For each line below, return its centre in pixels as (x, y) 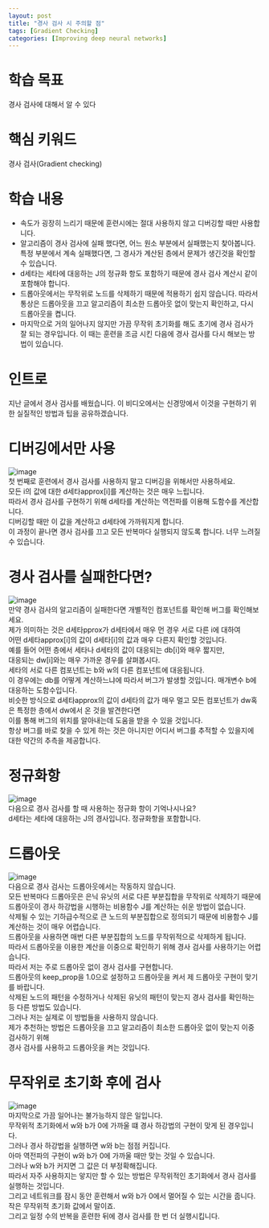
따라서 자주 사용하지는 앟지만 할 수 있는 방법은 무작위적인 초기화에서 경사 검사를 (132, 1176)
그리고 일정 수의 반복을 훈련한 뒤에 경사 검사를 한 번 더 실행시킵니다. (114, 1216)
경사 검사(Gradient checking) (55, 164)
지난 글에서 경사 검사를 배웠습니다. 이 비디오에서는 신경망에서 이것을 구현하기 (128, 403)
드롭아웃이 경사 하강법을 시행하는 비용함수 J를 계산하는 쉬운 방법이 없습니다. (127, 906)
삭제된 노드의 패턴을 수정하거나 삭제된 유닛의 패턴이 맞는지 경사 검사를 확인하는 (132, 997)
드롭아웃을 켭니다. (48, 314)
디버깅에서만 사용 (62, 449)
